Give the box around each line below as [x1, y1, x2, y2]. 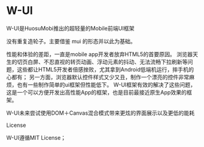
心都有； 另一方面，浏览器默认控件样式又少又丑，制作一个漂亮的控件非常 [6, 73, 189, 81]
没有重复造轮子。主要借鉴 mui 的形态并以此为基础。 [6, 37, 136, 45]
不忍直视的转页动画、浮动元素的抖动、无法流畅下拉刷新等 [43, 58, 188, 65]
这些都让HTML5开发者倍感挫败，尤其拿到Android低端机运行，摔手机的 [16, 65, 194, 73]
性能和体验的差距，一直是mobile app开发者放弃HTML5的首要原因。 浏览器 [6, 50, 193, 58]
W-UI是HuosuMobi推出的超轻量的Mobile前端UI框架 [6, 24, 135, 32]
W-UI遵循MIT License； [6, 134, 66, 141]
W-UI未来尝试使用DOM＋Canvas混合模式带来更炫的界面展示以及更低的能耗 [6, 109, 195, 117]
